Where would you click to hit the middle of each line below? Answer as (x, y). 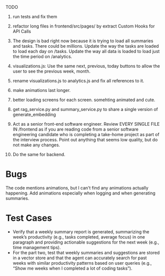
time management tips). (37, 247)
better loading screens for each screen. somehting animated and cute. (84, 100)
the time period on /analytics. (42, 56)
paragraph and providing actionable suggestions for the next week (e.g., (86, 242)
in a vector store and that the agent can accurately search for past (80, 258)
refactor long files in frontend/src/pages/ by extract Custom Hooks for (84, 26)
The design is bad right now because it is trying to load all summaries (83, 41)
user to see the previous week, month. (51, 71)
